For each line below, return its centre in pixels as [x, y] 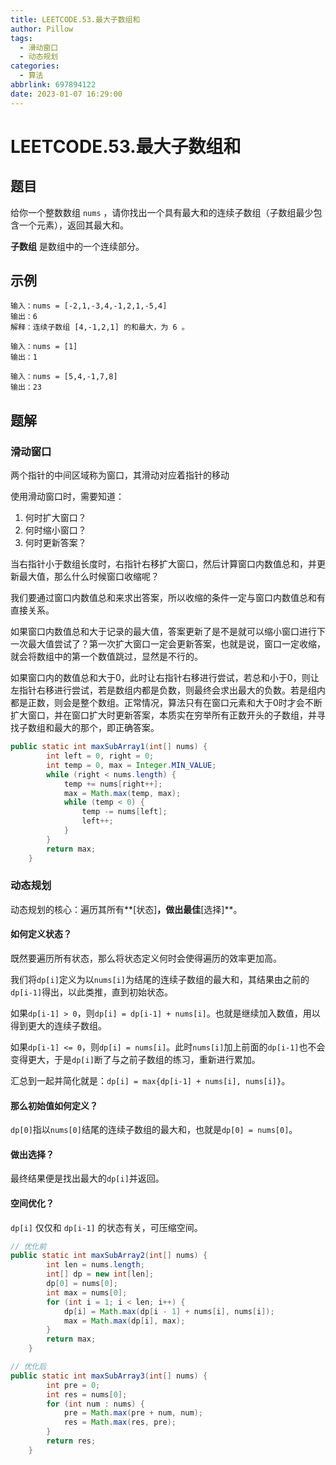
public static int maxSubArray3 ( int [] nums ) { [109, 1376]
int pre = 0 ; [73, 1385]
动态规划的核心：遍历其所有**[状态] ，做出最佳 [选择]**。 [126, 909]
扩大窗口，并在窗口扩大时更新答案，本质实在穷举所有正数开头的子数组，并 [163, 715]
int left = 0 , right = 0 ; [100, 756]
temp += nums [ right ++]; [113, 784]
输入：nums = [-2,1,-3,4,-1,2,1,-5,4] [89, 306]
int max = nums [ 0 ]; [87, 1292]
